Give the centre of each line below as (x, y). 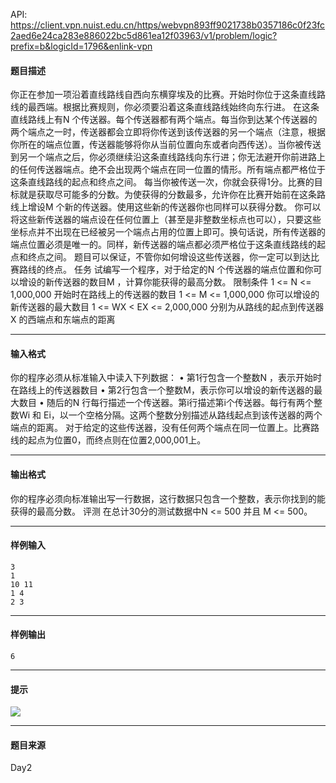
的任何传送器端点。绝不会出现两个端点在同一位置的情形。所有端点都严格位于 (168, 170)
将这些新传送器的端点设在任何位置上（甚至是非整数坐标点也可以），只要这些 (166, 220)
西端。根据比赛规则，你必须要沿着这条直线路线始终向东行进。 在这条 (178, 107)
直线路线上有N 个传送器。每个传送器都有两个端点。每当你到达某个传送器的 (164, 120)
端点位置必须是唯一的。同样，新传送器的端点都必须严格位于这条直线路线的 (163, 245)
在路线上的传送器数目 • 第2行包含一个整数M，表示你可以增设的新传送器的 (162, 390)
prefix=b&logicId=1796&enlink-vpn (81, 46)
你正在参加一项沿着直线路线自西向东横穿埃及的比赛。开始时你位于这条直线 (163, 95)
